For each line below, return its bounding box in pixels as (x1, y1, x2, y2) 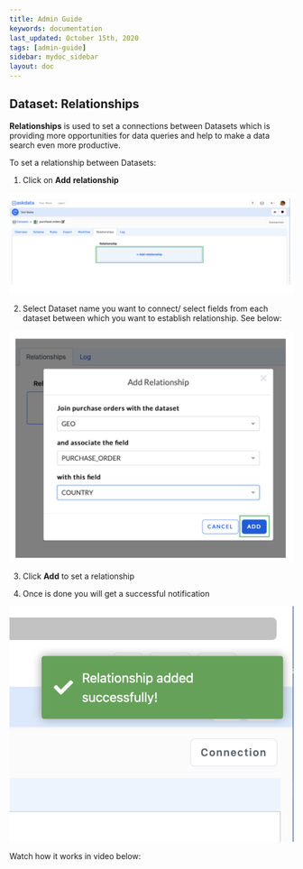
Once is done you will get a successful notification (22, 588, 210, 599)
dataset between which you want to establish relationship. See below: (22, 312, 282, 324)
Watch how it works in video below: (9, 851, 142, 862)
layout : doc (9, 62, 54, 71)
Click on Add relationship (22, 174, 119, 185)
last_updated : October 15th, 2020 (9, 33, 140, 42)
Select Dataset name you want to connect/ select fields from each (22, 303, 269, 314)
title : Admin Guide (9, 14, 83, 23)
